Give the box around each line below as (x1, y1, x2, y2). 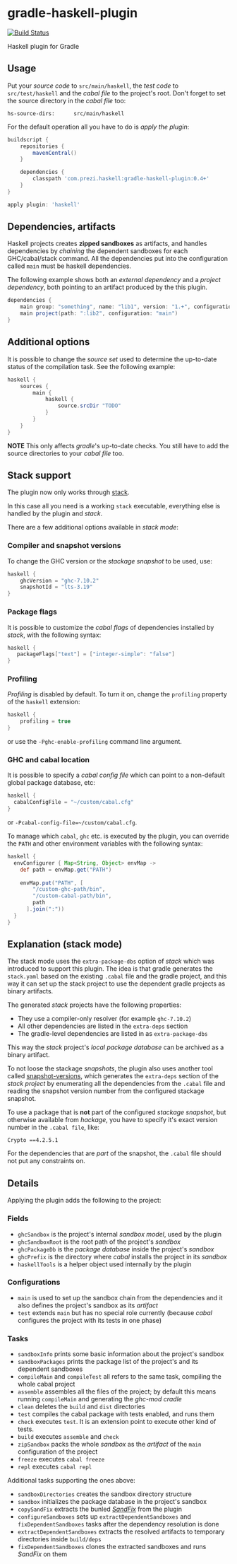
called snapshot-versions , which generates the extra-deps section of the (7, 1072, 219, 1080)
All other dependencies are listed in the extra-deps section (17, 1022, 188, 1030)
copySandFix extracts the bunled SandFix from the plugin (17, 1505, 182, 1514)
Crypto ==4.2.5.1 (7, 1137, 59, 1144)
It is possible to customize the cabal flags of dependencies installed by (7, 623, 214, 631)
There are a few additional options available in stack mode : (7, 523, 178, 532)
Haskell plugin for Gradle (7, 42, 80, 50)
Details (7, 1177, 39, 1189)
